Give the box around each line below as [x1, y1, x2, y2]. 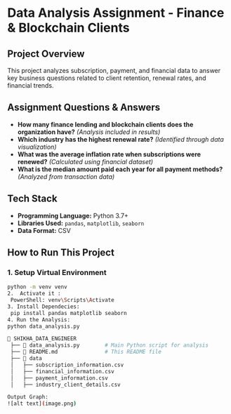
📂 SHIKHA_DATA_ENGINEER [7, 335, 77, 342]
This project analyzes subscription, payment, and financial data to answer [7, 67, 221, 74]
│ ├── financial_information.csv [10, 368, 114, 375]
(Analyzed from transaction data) [17, 172, 115, 180]
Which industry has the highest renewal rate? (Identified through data [17, 135, 225, 143]
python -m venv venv [7, 283, 68, 291]
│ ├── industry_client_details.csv [10, 381, 121, 388]
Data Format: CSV [17, 226, 72, 234]
